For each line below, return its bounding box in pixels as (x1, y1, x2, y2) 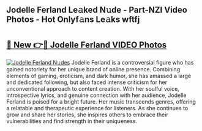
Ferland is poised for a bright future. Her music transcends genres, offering (6, 98, 196, 105)
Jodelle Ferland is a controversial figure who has (71, 59, 194, 66)
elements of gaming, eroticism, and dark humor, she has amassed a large (6, 73, 192, 79)
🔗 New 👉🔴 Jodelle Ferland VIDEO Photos (6, 40, 167, 50)
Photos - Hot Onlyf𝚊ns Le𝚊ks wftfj (6, 15, 140, 25)
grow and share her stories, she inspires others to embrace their (6, 111, 168, 118)
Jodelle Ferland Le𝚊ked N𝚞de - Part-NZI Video (6, 5, 188, 15)
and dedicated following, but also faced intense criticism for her (6, 79, 167, 86)
